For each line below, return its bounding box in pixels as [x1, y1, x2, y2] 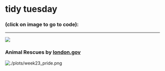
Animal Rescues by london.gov [5, 49, 81, 56]
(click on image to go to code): [5, 21, 79, 28]
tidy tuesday [5, 3, 57, 15]
